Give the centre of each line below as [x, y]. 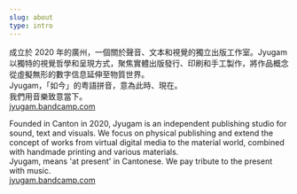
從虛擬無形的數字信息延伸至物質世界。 [79, 74]
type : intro [31, 26]
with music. [30, 170]
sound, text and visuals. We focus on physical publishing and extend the [141, 133]
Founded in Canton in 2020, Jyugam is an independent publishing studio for [148, 123]
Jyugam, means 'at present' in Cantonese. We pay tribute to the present [141, 161]
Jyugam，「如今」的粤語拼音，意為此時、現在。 [96, 85]
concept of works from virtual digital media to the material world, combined [147, 142]
